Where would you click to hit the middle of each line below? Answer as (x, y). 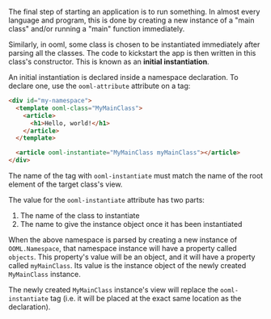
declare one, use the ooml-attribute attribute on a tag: (100, 86)
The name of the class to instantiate (80, 216)
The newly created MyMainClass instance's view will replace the (113, 290)
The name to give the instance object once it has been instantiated (131, 224)
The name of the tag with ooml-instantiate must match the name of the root (136, 176)
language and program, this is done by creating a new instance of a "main (131, 20)
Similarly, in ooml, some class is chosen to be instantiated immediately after (134, 44)
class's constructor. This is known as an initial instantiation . (109, 61)
